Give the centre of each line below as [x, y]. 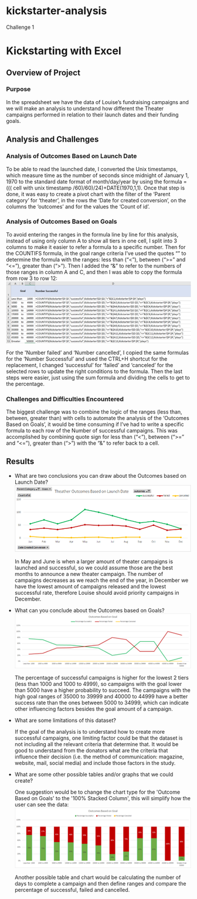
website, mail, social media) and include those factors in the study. [95, 763]
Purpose [18, 89]
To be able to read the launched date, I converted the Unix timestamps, [92, 169]
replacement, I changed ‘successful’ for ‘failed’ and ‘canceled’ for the [90, 365]
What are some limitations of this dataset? [65, 720]
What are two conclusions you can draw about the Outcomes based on [100, 475]
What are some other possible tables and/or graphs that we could [94, 774]
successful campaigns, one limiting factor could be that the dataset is [98, 738]
